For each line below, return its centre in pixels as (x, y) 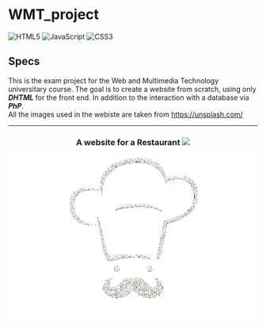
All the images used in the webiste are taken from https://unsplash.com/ (125, 114)
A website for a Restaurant (128, 142)
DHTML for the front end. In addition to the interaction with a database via (129, 98)
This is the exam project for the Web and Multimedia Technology (114, 80)
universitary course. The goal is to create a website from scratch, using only (132, 89)
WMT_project (54, 15)
